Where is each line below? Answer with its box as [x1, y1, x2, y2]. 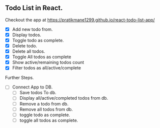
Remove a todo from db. [19, 101, 69, 107]
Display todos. [12, 32, 42, 38]
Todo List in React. [5, 4, 63, 12]
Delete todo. [12, 43, 37, 48]
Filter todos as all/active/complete [12, 65, 81, 71]
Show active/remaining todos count [12, 60, 84, 65]
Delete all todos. [12, 48, 45, 54]
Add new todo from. [12, 26, 53, 32]
